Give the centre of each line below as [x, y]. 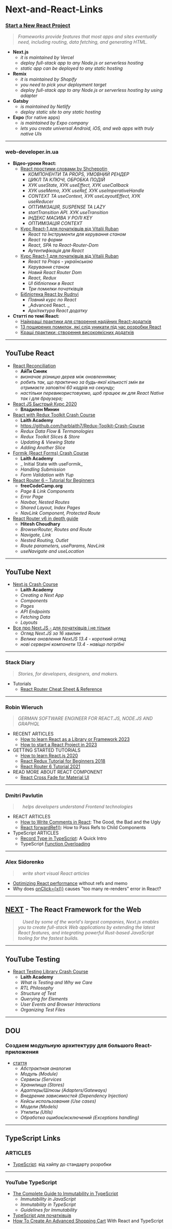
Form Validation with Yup [47, 475]
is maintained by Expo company [54, 123]
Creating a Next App [42, 595]
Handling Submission [43, 469]
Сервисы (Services [41, 1079]
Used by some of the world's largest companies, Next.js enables [91, 922]
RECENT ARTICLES [33, 734]
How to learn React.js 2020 [49, 755]
